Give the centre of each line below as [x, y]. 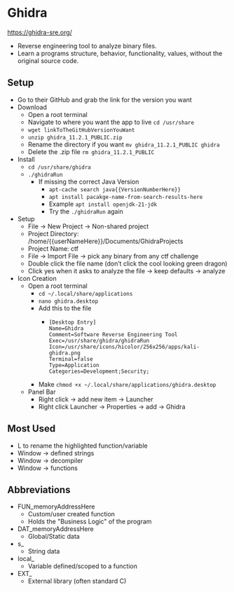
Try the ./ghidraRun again [86, 211]
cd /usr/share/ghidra [59, 167]
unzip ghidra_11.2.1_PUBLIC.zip [75, 137]
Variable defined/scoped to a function [83, 566]
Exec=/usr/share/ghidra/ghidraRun [99, 340]
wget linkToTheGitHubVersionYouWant [81, 130]
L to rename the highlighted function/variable [83, 446]
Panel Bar [42, 392]
